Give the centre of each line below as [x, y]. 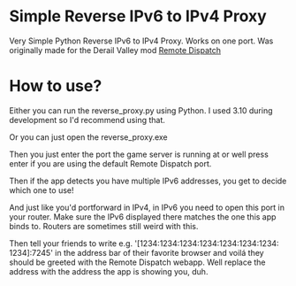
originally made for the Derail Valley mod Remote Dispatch [115, 50]
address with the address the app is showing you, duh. [109, 271]
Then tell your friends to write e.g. [71, 243]
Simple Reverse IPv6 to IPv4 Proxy [138, 16]
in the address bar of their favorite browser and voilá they [159, 252]
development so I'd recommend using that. [87, 120]
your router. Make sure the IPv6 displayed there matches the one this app [143, 216]
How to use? [56, 86]
